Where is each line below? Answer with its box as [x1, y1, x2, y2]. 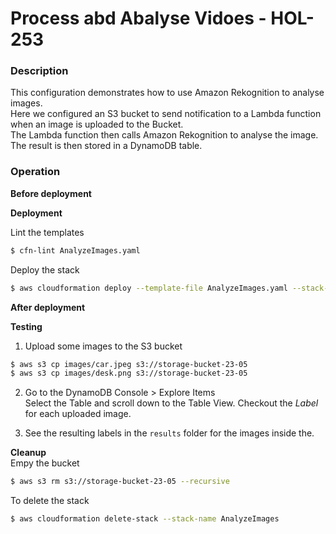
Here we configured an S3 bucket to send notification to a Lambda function [10, 108, 322, 120]
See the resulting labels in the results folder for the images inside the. [24, 427, 315, 439]
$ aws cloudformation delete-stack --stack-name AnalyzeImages [10, 514, 280, 524]
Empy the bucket [10, 457, 80, 469]
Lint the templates [10, 226, 85, 238]
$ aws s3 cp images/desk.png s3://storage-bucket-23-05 [10, 368, 248, 379]
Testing [10, 320, 43, 332]
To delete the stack [10, 495, 90, 507]
